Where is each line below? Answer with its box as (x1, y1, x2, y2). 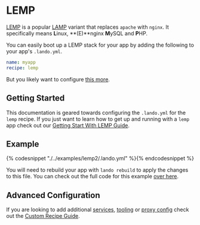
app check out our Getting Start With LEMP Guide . (6, 121, 130, 129)
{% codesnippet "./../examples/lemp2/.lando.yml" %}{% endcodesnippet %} (6, 155, 194, 162)
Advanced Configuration (6, 190, 100, 200)
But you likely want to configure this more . (6, 75, 110, 83)
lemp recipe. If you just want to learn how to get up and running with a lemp (6, 115, 190, 123)
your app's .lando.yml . (6, 47, 63, 54)
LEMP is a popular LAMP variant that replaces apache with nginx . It (6, 23, 169, 31)
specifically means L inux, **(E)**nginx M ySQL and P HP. (6, 29, 148, 37)
